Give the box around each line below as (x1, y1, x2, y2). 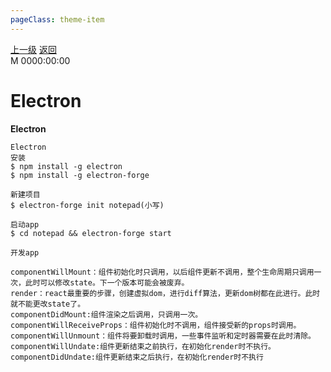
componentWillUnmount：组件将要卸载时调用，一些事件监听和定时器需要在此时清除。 (10, 331, 317, 341)
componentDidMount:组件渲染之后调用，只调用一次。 (10, 309, 203, 320)
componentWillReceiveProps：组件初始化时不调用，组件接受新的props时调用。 (10, 320, 302, 330)
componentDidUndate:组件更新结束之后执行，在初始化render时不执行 (10, 352, 264, 362)
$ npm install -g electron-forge (10, 170, 150, 180)
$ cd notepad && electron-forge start (10, 228, 172, 238)
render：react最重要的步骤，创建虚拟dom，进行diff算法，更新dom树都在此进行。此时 (10, 288, 321, 298)
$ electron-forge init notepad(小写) (10, 200, 165, 210)
